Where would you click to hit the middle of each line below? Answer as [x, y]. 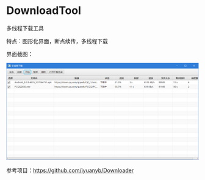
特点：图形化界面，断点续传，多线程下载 [57, 41]
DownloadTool [44, 11]
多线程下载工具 [25, 28]
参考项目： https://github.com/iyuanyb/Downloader [70, 170]
